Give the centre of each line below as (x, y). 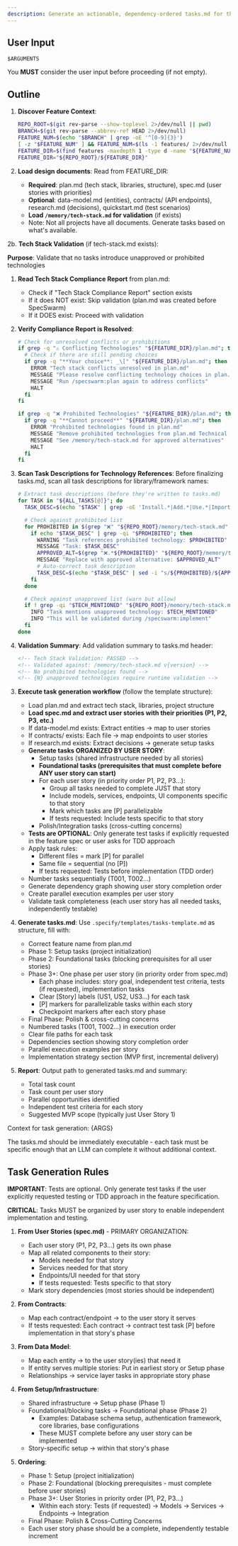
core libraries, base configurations (89, 1425)
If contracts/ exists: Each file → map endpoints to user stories (118, 735)
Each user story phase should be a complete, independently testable (128, 1528)
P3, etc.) (41, 721)
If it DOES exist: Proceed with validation (86, 315)
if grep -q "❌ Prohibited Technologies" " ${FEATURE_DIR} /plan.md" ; (119, 414)
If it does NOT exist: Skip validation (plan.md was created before (122, 300)
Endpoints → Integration (74, 1513)
